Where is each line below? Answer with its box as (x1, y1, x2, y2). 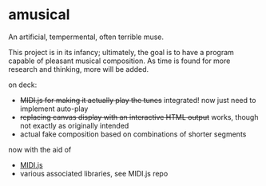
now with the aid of (8, 144, 72, 154)
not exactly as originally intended (19, 121, 129, 130)
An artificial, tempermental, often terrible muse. (8, 32, 165, 42)
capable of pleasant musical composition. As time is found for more (8, 56, 231, 65)
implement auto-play (19, 104, 89, 113)
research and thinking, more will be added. (8, 64, 149, 73)
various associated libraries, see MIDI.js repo (19, 168, 169, 178)
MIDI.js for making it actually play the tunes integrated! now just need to (19, 95, 256, 105)
